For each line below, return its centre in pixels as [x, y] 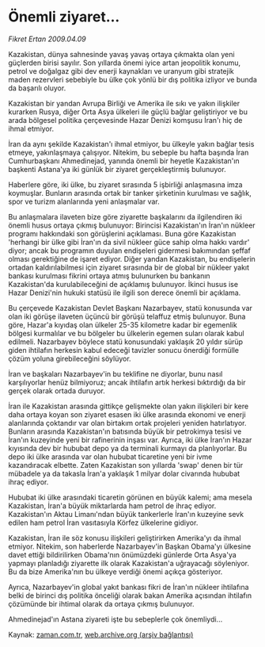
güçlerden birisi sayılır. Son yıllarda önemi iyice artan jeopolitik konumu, [125, 63]
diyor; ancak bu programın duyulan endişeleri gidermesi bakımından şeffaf [129, 251]
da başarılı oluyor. [37, 88]
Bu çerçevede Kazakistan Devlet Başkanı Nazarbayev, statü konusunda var [131, 308]
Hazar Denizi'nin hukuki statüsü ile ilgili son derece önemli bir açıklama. [125, 293]
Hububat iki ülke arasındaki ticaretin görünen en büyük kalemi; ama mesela [131, 497]
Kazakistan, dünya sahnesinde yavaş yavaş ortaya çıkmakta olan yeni [121, 54]
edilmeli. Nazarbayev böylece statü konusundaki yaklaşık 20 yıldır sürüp [126, 342]
